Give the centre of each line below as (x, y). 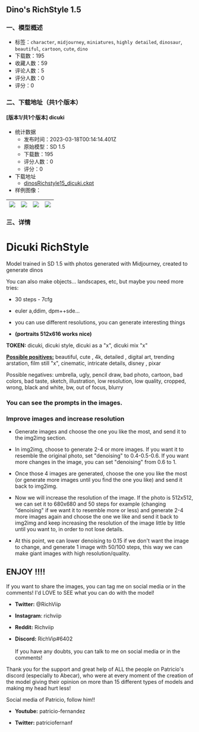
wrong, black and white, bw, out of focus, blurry (65, 387)
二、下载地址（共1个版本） (44, 102)
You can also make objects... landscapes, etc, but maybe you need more (95, 281)
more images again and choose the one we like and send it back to (97, 516)
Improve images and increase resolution (65, 418)
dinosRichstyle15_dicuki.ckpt (59, 183)
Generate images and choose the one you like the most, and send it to (100, 431)
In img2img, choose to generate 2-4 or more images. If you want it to (99, 449)
